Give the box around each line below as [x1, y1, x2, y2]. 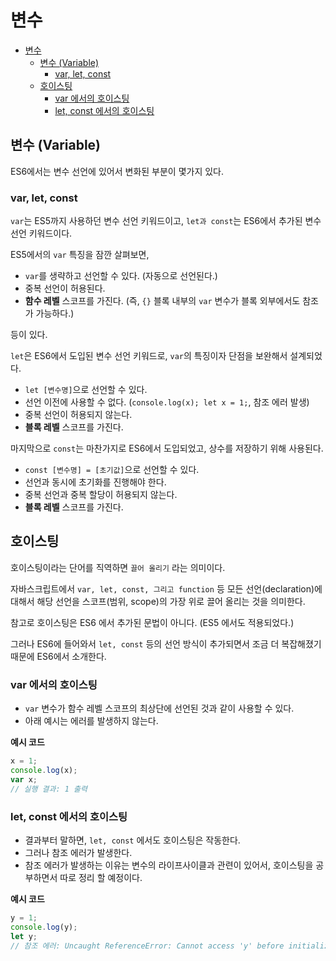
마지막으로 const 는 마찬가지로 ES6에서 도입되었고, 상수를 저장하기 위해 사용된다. [10, 442, 324, 455]
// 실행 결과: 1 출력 [10, 784, 88, 794]
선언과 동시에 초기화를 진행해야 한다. [24, 476, 167, 488]
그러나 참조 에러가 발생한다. [24, 846, 133, 858]
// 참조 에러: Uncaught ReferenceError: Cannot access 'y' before [10, 941, 285, 951]
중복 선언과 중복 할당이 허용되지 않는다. [24, 489, 178, 501]
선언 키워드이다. [10, 227, 73, 240]
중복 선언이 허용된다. [24, 282, 106, 295]
